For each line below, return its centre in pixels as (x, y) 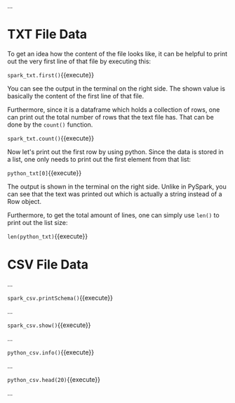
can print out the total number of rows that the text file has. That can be (110, 117)
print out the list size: (38, 222)
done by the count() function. (50, 124)
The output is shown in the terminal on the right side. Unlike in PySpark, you (117, 186)
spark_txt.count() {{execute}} (51, 138)
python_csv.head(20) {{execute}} (54, 379)
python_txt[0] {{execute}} (45, 173)
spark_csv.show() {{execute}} (49, 325)
